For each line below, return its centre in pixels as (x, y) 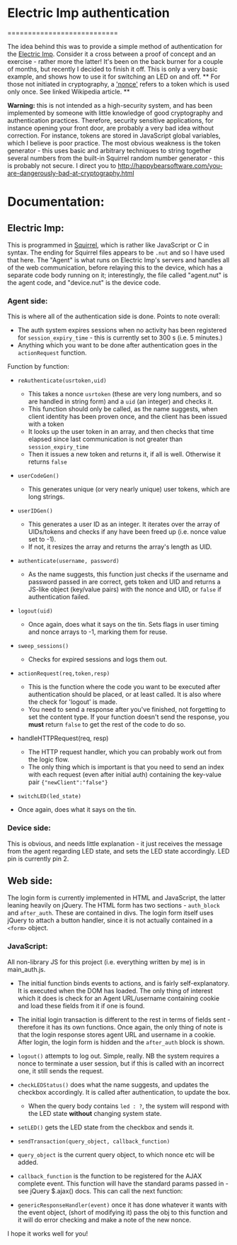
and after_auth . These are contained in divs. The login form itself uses (110, 913)
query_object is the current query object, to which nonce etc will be (116, 1154)
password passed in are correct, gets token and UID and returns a (124, 582)
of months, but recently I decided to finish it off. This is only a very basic (112, 69)
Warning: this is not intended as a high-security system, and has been (110, 105)
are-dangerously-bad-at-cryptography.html (71, 173)
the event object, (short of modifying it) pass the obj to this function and (122, 1212)
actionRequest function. (52, 353)
